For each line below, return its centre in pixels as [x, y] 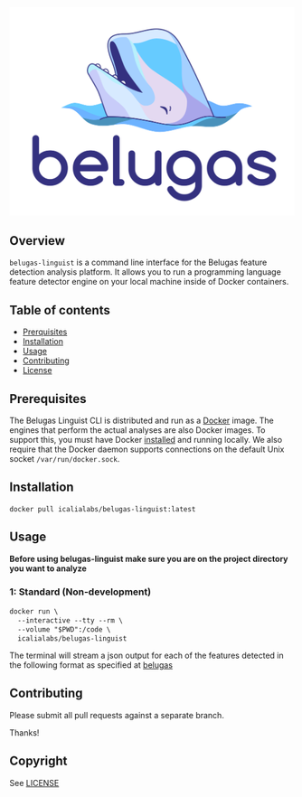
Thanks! [24, 732]
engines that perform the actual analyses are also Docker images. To [137, 430]
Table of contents [60, 310]
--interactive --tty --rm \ [71, 621]
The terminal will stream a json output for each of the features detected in [147, 655]
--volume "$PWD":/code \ [64, 630]
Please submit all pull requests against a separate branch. [117, 715]
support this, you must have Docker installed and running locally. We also [146, 440]
